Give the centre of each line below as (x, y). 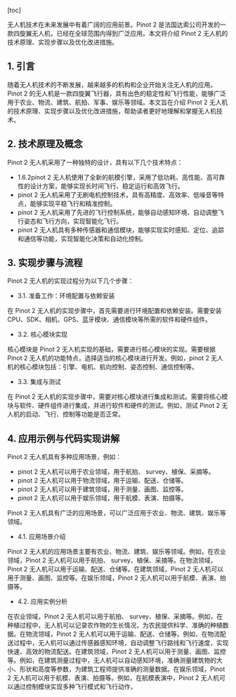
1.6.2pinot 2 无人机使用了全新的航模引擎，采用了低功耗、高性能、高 (115, 177)
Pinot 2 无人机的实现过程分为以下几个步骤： (71, 281)
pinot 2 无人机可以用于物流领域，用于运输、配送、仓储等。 (102, 481)
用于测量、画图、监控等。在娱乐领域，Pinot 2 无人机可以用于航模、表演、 (113, 578)
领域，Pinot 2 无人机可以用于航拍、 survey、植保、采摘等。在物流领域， (112, 560)
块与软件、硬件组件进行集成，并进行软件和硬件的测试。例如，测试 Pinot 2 (113, 406)
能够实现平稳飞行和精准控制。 (73, 204)
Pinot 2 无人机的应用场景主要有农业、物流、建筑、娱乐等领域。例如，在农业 (117, 552)
